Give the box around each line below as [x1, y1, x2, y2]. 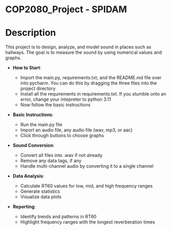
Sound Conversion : [12, 142, 55, 149]
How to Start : [12, 65, 42, 71]
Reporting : [12, 203, 36, 210]
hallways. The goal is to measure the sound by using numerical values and [5, 50, 162, 56]
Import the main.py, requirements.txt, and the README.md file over [20, 75, 162, 81]
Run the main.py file [20, 122, 63, 128]
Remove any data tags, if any [20, 157, 82, 164]
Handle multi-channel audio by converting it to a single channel [20, 163, 154, 169]
